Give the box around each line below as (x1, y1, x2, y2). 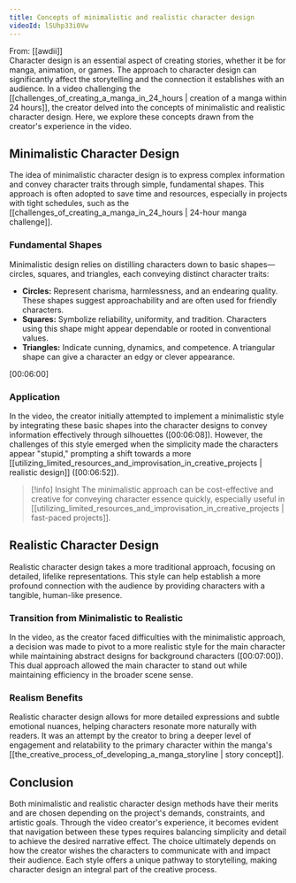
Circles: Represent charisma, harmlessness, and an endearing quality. (21, 285, 278, 296)
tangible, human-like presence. (9, 589, 123, 600)
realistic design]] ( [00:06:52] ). (9, 466, 119, 478)
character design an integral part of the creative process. (9, 864, 217, 875)
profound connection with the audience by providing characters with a (9, 580, 265, 591)
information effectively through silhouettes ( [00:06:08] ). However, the (9, 429, 263, 440)
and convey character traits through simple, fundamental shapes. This (9, 179, 265, 190)
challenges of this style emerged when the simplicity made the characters (9, 439, 278, 449)
